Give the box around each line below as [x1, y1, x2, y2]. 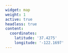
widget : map [5, 7, 30, 13]
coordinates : [10, 31, 37, 36]
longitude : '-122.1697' [14, 40, 64, 45]
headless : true [5, 21, 37, 27]
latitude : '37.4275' [14, 36, 57, 41]
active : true [5, 17, 33, 22]
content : [5, 26, 24, 31]
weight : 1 [5, 12, 26, 17]
